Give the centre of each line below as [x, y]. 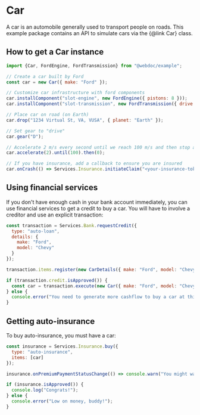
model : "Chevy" [36, 248]
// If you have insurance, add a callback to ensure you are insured [94, 164]
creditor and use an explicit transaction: [55, 215]
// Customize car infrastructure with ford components [76, 93]
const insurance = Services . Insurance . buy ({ [62, 346]
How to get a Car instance [55, 52]
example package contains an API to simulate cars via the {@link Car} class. [99, 33]
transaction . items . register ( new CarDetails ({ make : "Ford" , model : [92, 270]
